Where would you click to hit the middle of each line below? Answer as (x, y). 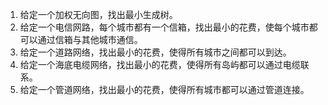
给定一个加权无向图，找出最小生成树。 (98, 14)
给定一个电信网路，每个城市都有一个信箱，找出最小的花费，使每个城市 (164, 27)
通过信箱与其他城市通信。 (90, 39)
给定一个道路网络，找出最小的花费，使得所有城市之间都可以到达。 (155, 52)
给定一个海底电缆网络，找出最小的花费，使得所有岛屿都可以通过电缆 (160, 64)
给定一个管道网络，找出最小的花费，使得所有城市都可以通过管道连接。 (164, 89)
